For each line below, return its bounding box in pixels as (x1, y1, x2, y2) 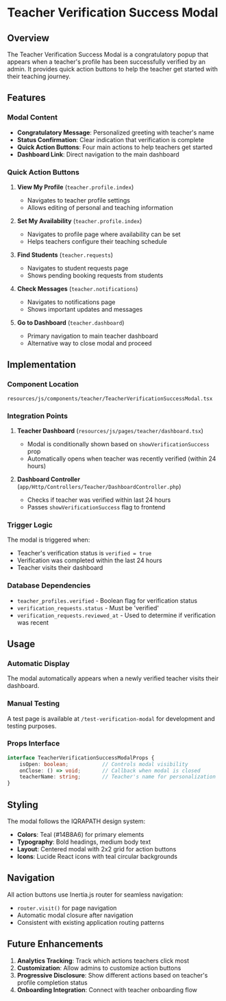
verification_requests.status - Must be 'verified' (16, 603, 160, 612)
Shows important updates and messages (27, 305, 143, 313)
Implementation (7, 359, 77, 371)
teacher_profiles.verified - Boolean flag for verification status (16, 596, 197, 605)
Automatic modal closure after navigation (16, 911, 134, 919)
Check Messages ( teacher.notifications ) (16, 284, 138, 292)
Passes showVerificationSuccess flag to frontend (27, 503, 166, 511)
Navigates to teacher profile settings (27, 196, 130, 204)
